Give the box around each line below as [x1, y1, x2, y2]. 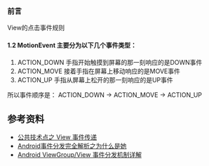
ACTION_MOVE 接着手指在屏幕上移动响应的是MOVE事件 [17, 67, 180, 75]
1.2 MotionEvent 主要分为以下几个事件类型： [7, 41, 137, 49]
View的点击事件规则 [7, 23, 65, 32]
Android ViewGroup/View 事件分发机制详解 [17, 151, 142, 159]
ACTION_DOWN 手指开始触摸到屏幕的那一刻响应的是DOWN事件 [17, 58, 203, 66]
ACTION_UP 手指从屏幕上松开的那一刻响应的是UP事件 [17, 75, 173, 84]
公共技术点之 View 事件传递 [17, 133, 97, 141]
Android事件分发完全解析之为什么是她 [17, 142, 127, 151]
